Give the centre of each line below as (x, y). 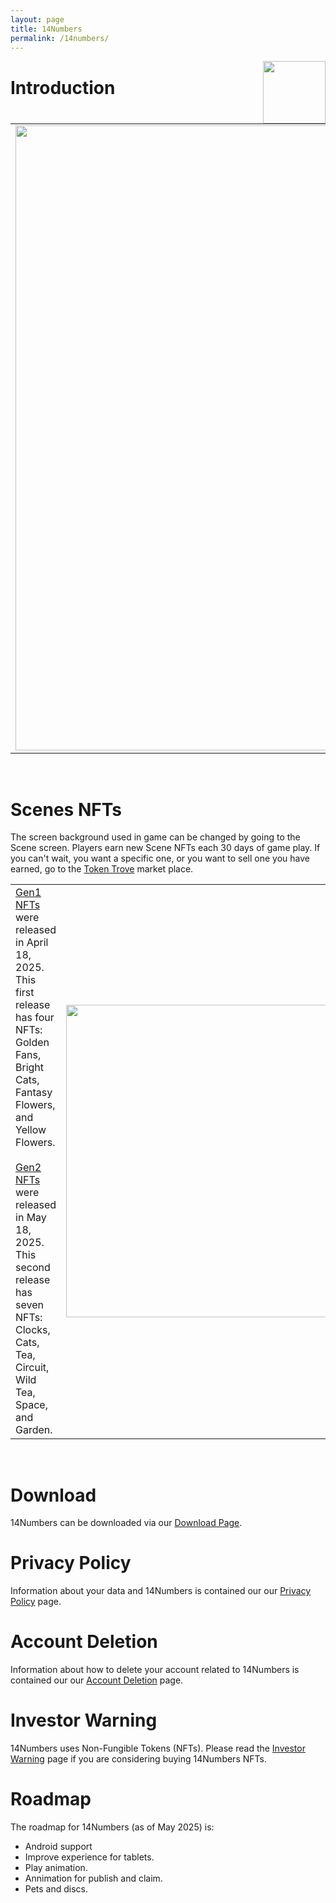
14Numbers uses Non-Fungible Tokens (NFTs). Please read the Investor (158, 1748)
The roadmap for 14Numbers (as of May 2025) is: (112, 1827)
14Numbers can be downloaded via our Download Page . (126, 1523)
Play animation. (56, 1867)
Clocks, (33, 1330)
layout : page (37, 19)
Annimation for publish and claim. (93, 1878)
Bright (30, 1068)
